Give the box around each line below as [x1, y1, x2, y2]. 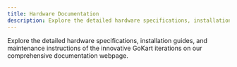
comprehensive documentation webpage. [7, 51, 128, 60]
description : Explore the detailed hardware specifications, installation [7, 17, 232, 24]
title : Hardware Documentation [7, 10, 99, 18]
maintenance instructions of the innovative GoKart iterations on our [7, 44, 202, 52]
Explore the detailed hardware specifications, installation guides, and [7, 36, 208, 44]
